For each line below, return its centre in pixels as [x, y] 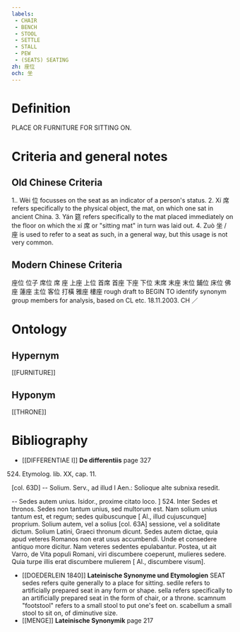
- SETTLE [28, 40]
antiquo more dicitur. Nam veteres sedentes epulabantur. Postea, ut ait [114, 547]
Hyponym [34, 395]
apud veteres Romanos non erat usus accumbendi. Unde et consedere [114, 539]
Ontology [40, 329]
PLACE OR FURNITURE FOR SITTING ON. [72, 128]
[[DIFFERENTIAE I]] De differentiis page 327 [86, 460]
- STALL [26, 47]
